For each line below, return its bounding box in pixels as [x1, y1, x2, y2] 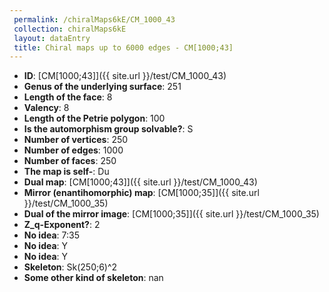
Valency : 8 [23, 102, 70, 114]
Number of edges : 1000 [23, 144, 124, 156]
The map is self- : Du [23, 166, 110, 178]
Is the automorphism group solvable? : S [23, 123, 194, 135]
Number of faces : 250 [23, 155, 117, 167]
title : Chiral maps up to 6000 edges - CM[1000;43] [13, 42, 234, 53]
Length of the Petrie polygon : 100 [23, 112, 166, 125]
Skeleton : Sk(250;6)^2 [23, 261, 118, 273]
